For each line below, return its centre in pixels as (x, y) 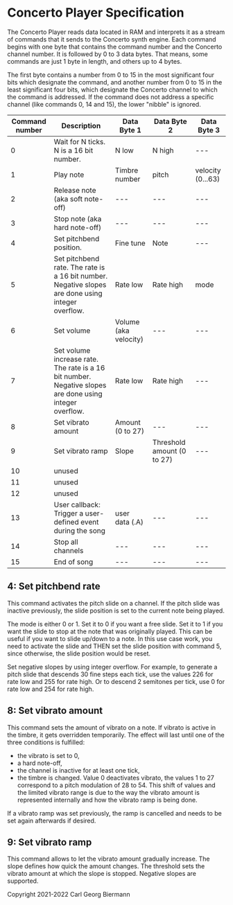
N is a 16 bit (74, 150)
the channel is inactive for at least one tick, (78, 770)
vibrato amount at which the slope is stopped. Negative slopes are (102, 874)
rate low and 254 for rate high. (51, 689)
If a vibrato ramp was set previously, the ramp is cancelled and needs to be (114, 813)
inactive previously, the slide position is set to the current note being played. (116, 610)
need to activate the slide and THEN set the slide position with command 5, (114, 646)
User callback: (77, 504)
